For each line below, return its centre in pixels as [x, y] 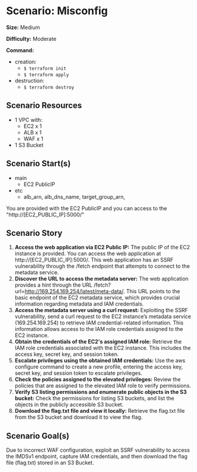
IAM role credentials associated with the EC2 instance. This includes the [103, 348]
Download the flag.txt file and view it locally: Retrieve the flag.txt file [100, 411]
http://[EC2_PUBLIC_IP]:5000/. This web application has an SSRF [94, 260]
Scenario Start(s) [38, 164]
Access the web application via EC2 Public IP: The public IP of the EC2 [102, 248]
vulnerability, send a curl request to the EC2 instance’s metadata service [103, 317]
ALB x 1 [33, 132]
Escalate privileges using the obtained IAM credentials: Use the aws [100, 361]
